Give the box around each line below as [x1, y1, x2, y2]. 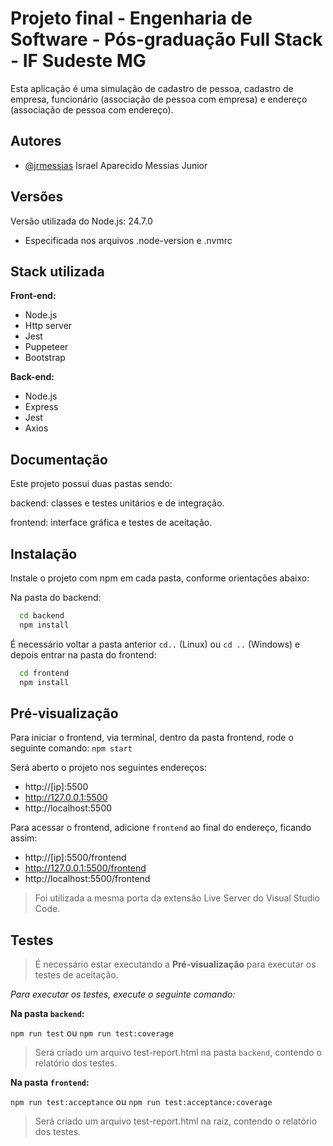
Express [24, 401, 59, 413]
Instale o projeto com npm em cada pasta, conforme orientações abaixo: [10, 572, 310, 584]
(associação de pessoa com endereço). [10, 103, 174, 116]
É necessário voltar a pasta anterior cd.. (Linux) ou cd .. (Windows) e [10, 638, 301, 650]
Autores [10, 133, 62, 150]
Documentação [10, 451, 108, 468]
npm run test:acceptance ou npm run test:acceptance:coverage [10, 1096, 273, 1108]
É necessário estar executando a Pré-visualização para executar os [34, 958, 317, 971]
